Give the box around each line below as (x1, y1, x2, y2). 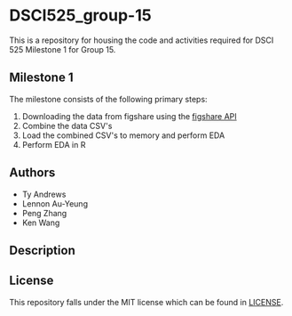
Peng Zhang (21, 207, 67, 218)
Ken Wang (21, 217, 60, 228)
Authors (9, 166, 56, 181)
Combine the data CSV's (21, 120, 113, 131)
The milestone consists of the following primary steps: (9, 93, 208, 104)
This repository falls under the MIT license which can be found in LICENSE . (9, 296, 284, 307)
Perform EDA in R (21, 139, 86, 150)
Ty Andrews (21, 189, 67, 199)
